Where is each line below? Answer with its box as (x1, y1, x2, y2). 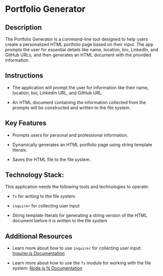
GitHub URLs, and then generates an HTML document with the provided (5, 52, 151, 58)
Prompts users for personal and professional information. (12, 132, 129, 138)
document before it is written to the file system (12, 218, 107, 224)
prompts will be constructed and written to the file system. (12, 105, 131, 111)
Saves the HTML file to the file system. (12, 157, 91, 162)
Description (5, 23, 42, 32)
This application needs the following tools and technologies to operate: (5, 184, 149, 190)
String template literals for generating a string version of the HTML (12, 212, 148, 218)
